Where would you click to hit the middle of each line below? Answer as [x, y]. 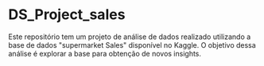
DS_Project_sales [67, 15]
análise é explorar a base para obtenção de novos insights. [105, 53]
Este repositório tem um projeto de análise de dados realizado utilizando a [130, 37]
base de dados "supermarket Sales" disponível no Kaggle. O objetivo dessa [132, 45]
